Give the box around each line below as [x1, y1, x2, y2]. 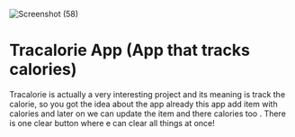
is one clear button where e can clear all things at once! [9, 117, 216, 128]
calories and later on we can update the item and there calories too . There [9, 108, 286, 119]
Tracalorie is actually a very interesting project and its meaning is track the [9, 88, 286, 99]
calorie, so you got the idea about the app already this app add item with [9, 98, 278, 109]
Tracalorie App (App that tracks [9, 41, 250, 60]
